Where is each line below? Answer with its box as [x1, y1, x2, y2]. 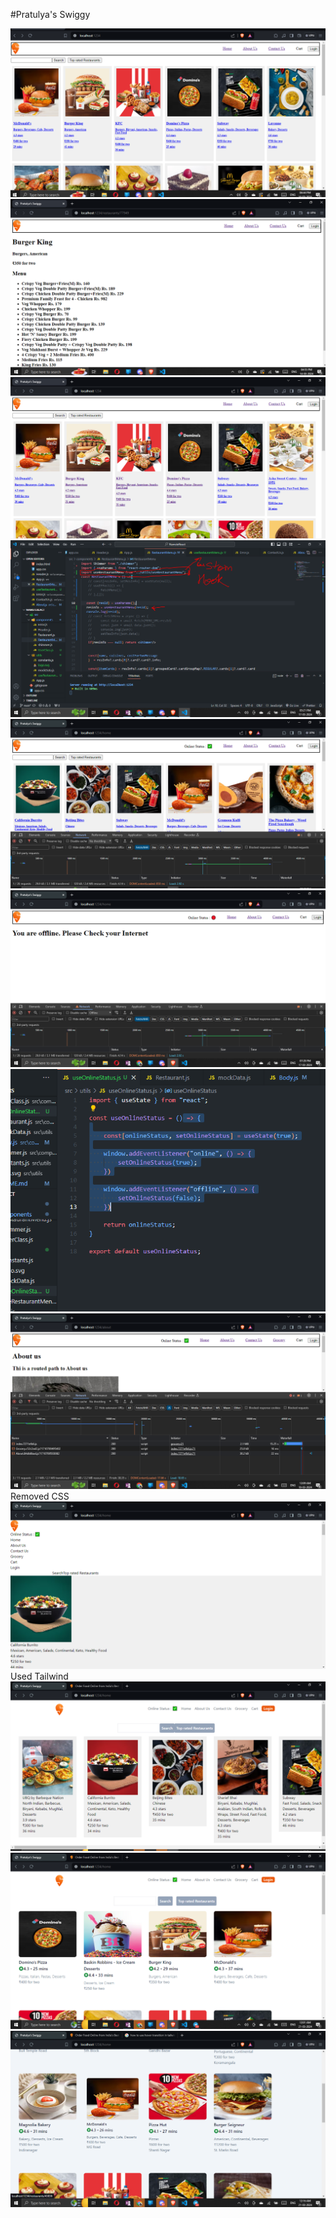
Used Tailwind [10, 1670, 69, 1683]
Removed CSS [10, 1490, 70, 1503]
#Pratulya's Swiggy [10, 9, 91, 20]
